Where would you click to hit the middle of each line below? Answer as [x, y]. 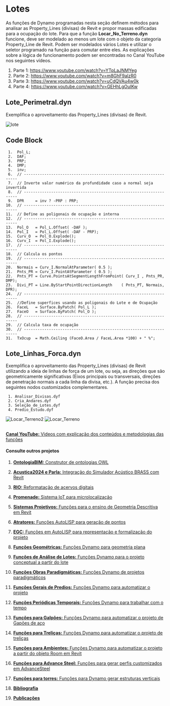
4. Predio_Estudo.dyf [31, 410]
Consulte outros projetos [33, 451]
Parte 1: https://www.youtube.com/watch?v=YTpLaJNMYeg [75, 70]
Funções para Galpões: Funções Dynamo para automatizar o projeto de [88, 617]
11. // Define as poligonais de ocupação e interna [62, 214]
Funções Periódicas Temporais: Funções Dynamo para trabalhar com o [88, 602]
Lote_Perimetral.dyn [39, 103]
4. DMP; [17, 165]
